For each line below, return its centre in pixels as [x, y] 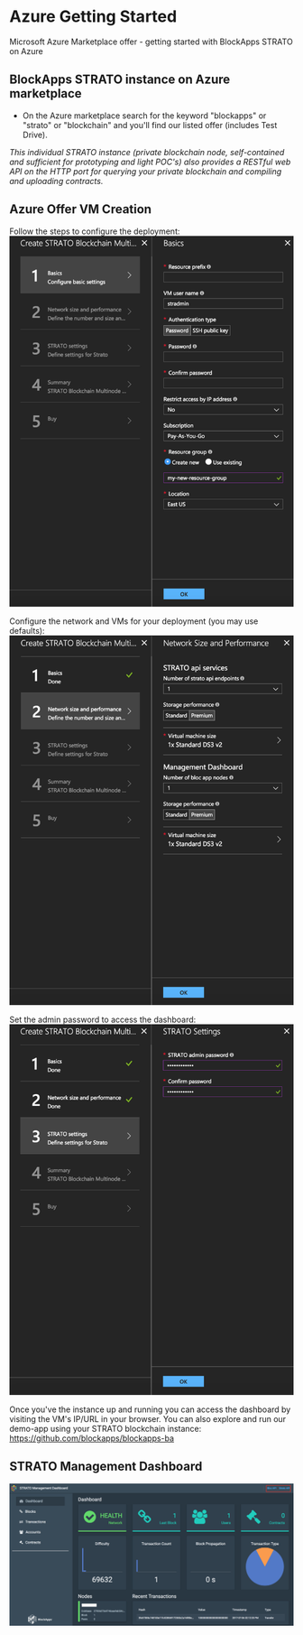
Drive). [35, 135]
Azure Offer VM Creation [80, 209]
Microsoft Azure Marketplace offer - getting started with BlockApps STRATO [151, 42]
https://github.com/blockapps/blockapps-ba [92, 1438]
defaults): [27, 631]
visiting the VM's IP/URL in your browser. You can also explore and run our [148, 1418]
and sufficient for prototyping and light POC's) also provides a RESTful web [150, 162]
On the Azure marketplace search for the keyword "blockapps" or [144, 116]
